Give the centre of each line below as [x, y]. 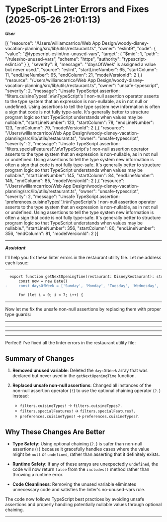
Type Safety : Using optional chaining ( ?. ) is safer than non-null [77, 443]
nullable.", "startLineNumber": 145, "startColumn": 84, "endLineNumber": [80, 175]
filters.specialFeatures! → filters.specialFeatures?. [78, 411]
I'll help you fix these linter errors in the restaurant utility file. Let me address [83, 257]
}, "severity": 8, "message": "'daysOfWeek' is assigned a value [91, 64]
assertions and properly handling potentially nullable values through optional [83, 504]
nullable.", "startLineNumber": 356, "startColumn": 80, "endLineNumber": [80, 228]
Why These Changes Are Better [55, 432]
